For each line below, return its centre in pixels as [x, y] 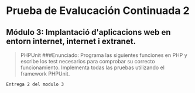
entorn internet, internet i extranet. [71, 41]
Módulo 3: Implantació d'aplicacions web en [88, 32]
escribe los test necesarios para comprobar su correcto [88, 61]
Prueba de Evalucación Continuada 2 [98, 11]
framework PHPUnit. [45, 74]
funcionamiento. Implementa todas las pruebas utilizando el [93, 67]
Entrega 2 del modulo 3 [35, 84]
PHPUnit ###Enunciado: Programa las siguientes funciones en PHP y [104, 55]
